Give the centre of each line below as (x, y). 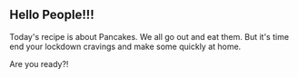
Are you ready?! (39, 63)
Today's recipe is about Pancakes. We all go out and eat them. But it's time (149, 36)
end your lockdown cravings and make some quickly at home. (125, 46)
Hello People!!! (52, 15)
